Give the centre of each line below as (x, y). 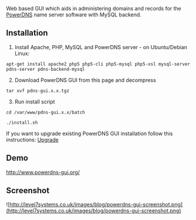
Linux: (22, 53)
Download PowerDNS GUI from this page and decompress (85, 80)
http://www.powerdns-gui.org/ (43, 172)
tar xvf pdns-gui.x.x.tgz (38, 91)
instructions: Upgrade (32, 139)
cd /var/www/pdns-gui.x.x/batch (45, 112)
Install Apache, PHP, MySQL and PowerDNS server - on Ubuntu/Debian (101, 47)
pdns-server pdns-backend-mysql (45, 69)
